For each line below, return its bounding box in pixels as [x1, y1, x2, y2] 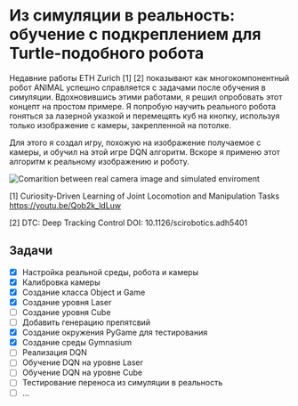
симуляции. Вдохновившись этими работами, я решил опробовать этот [9, 91, 283, 102]
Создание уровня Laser [21, 296, 112, 307]
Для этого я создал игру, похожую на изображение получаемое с [9, 137, 262, 148]
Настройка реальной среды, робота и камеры [21, 266, 198, 277]
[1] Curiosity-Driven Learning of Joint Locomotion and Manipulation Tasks [9, 191, 280, 201]
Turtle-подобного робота [9, 44, 205, 63]
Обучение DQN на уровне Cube [21, 367, 143, 378]
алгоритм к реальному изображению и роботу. [9, 156, 189, 166]
